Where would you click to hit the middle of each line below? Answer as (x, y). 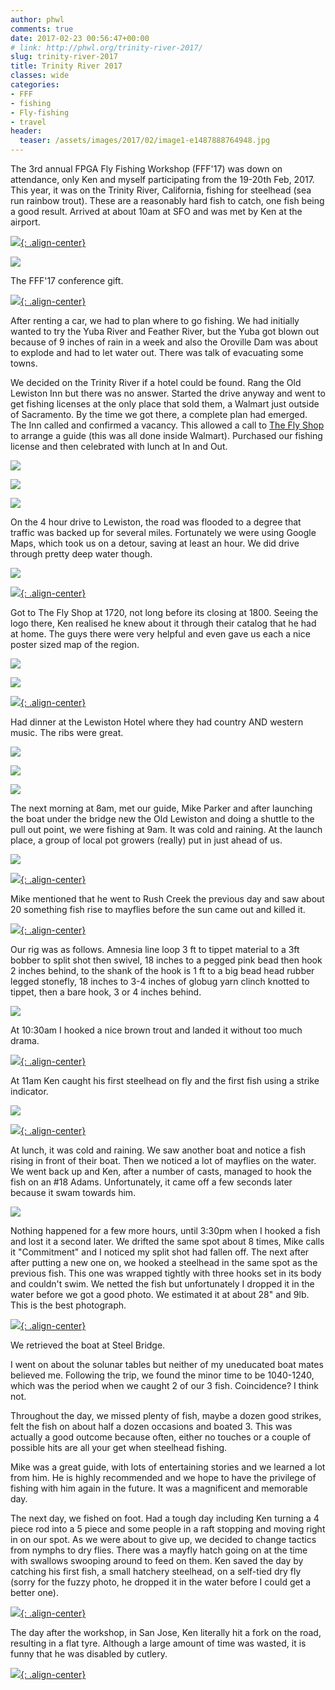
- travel (28, 122)
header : (26, 131)
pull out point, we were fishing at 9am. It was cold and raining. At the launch (166, 829)
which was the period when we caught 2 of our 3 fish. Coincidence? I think (164, 1385)
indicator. (29, 1091)
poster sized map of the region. (75, 644)
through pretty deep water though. (81, 554)
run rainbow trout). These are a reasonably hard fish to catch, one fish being (167, 200)
